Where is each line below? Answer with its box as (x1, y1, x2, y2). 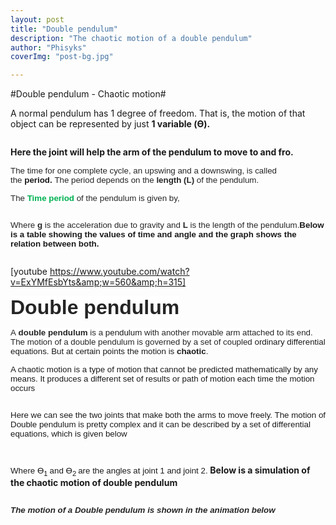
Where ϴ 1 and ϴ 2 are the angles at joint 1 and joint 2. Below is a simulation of (10, 464, 311, 478)
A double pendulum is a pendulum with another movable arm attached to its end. (10, 327, 313, 338)
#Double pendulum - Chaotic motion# (10, 88, 167, 100)
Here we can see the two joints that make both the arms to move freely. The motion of (10, 410, 327, 421)
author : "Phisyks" (10, 42, 87, 53)
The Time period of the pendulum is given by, (10, 193, 180, 204)
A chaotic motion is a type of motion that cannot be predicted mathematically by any (10, 364, 318, 375)
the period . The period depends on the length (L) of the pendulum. (10, 175, 260, 186)
